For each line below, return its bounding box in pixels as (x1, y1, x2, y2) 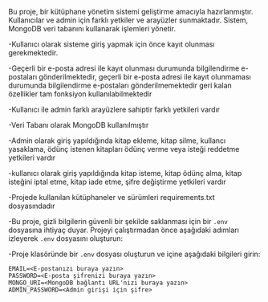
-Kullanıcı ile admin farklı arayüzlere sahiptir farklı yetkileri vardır (8, 104, 221, 114)
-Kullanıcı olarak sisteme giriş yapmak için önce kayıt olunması (8, 39, 215, 49)
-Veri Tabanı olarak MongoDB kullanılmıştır (8, 120, 149, 129)
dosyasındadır (8, 201, 55, 210)
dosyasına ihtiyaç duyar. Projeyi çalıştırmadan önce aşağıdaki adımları (8, 225, 239, 235)
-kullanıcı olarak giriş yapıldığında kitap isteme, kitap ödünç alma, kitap (8, 169, 242, 178)
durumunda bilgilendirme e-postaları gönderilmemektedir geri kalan (8, 80, 233, 90)
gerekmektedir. (8, 48, 59, 57)
